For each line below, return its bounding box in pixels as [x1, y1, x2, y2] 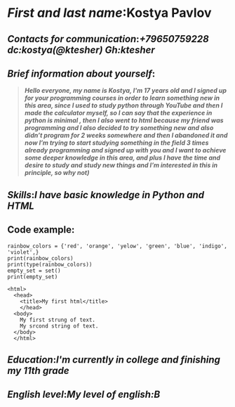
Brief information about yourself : [7, 67, 156, 79]
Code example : [7, 224, 75, 236]
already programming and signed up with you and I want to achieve [24, 146, 227, 155]
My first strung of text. [20, 316, 96, 323]
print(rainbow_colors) [7, 254, 74, 261]
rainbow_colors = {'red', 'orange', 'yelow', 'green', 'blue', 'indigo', [7, 243, 228, 250]
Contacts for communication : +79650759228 [7, 33, 209, 45]
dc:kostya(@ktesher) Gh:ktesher [7, 44, 156, 56]
